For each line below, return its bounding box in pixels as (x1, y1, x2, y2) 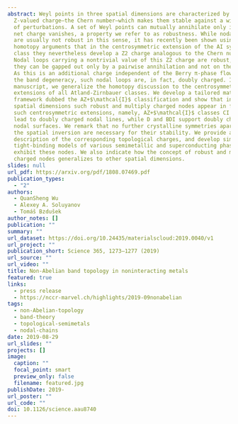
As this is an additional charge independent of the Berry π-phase (13, 69, 217, 77)
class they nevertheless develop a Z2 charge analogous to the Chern (13, 50, 223, 57)
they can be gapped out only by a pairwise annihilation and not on (13, 63, 220, 70)
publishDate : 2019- (7, 386, 65, 394)
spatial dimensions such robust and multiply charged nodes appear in (13, 103, 227, 110)
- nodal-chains (13, 327, 59, 334)
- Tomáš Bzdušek (13, 208, 62, 216)
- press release (13, 287, 62, 294)
